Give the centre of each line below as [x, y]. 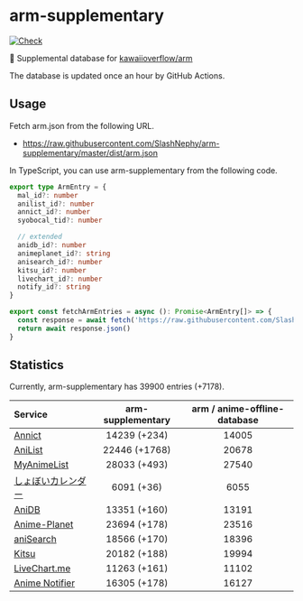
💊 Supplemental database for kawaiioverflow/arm [101, 58]
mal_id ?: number [48, 195]
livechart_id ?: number [60, 279]
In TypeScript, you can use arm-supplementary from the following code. [143, 170]
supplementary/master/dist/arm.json [90, 153]
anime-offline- [251, 409]
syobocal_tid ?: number [60, 221]
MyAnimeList [41, 465]
